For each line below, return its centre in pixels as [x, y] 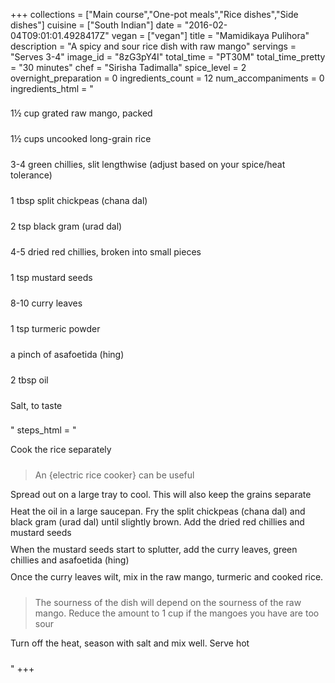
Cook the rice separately [61, 449]
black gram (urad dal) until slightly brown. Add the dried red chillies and [157, 522]
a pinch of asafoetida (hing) [67, 354]
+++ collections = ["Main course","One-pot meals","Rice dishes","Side [154, 14]
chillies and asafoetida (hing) [70, 560]
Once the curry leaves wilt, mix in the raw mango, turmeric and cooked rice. [167, 577]
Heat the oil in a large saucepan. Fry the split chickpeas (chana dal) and [158, 511]
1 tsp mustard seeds [51, 277]
